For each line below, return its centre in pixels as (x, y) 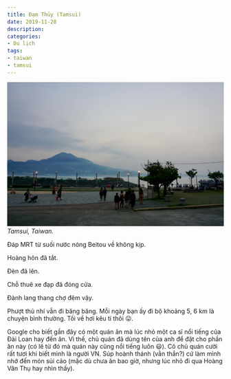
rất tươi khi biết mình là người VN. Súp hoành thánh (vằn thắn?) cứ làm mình (114, 354)
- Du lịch (21, 44)
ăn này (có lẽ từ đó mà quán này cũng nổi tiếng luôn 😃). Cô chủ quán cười (112, 347)
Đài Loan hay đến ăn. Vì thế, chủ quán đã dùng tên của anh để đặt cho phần (115, 339)
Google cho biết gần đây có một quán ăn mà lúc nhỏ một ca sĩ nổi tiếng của (114, 332)
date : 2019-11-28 (32, 22)
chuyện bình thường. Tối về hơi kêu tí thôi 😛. (70, 318)
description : (26, 29)
